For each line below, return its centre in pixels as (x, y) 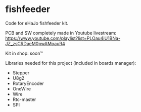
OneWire (22, 88)
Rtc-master (24, 99)
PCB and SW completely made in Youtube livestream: (61, 33)
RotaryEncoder (28, 83)
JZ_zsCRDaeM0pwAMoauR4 (35, 43)
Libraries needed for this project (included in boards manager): (71, 63)
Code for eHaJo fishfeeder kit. (37, 23)
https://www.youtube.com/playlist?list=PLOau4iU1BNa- (63, 38)
